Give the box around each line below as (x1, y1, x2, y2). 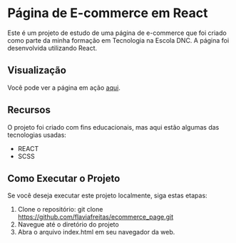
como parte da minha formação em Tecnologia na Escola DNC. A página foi (7, 36, 230, 44)
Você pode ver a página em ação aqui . (7, 83, 121, 92)
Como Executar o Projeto (7, 172, 120, 185)
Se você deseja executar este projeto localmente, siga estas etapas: (7, 191, 208, 200)
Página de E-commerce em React (7, 5, 208, 21)
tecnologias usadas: (7, 130, 66, 139)
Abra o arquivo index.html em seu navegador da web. (17, 228, 175, 237)
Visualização (7, 64, 66, 76)
